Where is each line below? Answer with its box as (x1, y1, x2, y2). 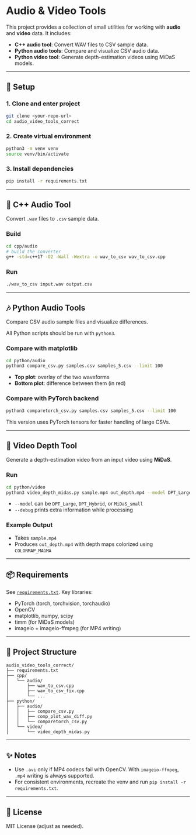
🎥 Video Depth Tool (6, 441, 78, 451)
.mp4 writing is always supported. (14, 772, 94, 779)
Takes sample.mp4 (14, 534, 57, 541)
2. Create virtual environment (6, 132, 92, 140)
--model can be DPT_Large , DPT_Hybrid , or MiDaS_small (14, 500, 143, 507)
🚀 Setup (6, 82, 36, 92)
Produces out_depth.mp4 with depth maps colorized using (14, 540, 153, 548)
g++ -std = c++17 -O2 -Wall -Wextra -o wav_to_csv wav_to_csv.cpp (6, 254, 166, 260)
